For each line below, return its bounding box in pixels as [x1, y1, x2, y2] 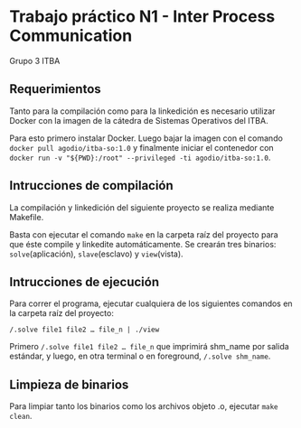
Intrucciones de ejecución [9, 274, 160, 290]
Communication [9, 25, 133, 46]
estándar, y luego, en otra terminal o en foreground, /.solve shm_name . [9, 350, 271, 362]
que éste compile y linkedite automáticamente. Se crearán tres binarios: [9, 238, 277, 249]
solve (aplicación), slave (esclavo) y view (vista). [9, 248, 183, 259]
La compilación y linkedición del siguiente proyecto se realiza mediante [9, 201, 275, 213]
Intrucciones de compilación [9, 178, 174, 193]
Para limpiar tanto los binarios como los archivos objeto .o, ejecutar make [9, 401, 278, 412]
